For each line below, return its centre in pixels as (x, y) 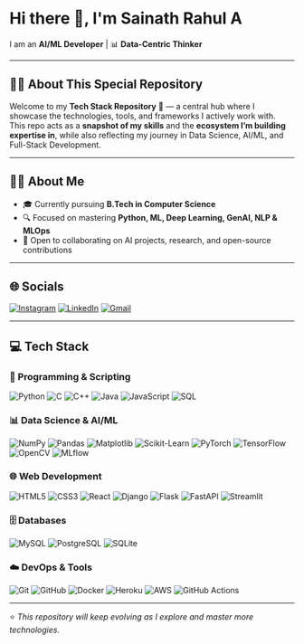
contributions (47, 250)
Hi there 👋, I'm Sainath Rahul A (126, 19)
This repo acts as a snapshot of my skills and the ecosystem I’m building (148, 125)
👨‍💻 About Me (47, 181)
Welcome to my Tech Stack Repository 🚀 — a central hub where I (132, 106)
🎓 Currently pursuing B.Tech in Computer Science (119, 204)
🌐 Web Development (56, 477)
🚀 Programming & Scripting (70, 376)
